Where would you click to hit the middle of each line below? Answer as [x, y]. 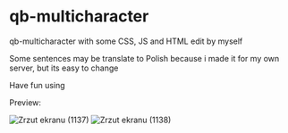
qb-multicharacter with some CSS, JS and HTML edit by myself [126, 41]
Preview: [25, 102]
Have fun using [37, 85]
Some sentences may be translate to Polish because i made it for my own [144, 58]
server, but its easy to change [64, 68]
